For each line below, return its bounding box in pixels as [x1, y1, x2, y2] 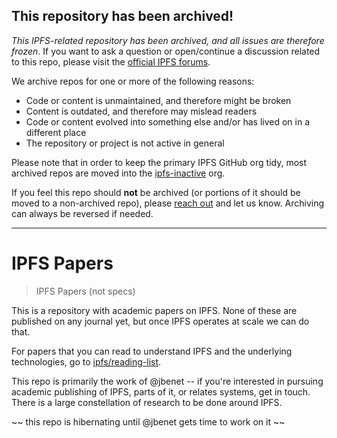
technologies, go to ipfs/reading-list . [11, 355, 162, 368]
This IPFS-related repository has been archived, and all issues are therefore [11, 34, 325, 46]
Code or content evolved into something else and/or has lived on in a [25, 115, 311, 128]
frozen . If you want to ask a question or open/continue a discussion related [11, 45, 321, 57]
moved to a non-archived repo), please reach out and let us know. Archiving [11, 197, 325, 209]
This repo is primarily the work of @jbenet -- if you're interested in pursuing [11, 375, 324, 387]
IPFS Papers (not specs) [35, 285, 136, 297]
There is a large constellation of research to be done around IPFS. [11, 396, 283, 408]
